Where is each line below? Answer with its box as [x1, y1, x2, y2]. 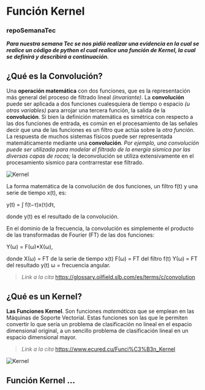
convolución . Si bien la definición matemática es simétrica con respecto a [6, 113, 193, 121]
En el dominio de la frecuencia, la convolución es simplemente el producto [6, 225, 194, 232]
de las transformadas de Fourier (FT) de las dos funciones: [6, 231, 155, 239]
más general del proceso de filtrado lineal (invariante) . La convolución [6, 94, 185, 101]
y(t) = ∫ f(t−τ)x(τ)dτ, [6, 201, 55, 208]
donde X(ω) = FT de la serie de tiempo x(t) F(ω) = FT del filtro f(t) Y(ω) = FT [6, 255, 198, 262]
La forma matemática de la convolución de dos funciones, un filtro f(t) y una [6, 183, 198, 190]
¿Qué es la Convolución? [6, 71, 103, 81]
